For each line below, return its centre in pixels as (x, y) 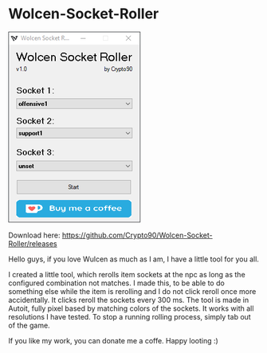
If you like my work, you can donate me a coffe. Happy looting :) (114, 340)
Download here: (34, 235)
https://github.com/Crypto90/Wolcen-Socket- (137, 235)
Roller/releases (33, 243)
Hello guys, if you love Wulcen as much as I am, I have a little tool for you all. (133, 259)
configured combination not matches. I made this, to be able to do (116, 283)
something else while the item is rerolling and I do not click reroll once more (132, 291)
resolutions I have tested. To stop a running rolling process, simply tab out (130, 316)
